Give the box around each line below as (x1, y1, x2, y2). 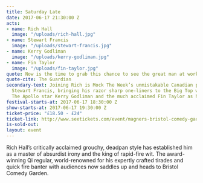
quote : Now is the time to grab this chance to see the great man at (6, 71, 185, 77)
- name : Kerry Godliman (6, 48, 66, 55)
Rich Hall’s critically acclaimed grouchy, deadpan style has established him (6, 144, 193, 151)
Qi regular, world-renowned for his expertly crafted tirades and (27, 157, 184, 164)
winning (6, 157, 26, 164)
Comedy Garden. (6, 170, 49, 176)
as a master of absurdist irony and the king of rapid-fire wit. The (6, 150, 166, 158)
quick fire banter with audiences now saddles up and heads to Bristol (6, 163, 179, 170)
